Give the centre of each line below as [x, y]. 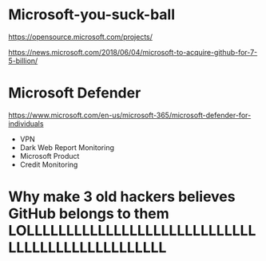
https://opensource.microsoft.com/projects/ [81, 37]
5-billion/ [23, 61]
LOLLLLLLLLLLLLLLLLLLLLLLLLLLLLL [132, 231]
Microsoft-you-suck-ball [92, 15]
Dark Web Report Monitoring [67, 147]
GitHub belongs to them [89, 214]
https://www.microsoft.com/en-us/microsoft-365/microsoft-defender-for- [130, 115]
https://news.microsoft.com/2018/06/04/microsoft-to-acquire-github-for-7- [133, 52]
